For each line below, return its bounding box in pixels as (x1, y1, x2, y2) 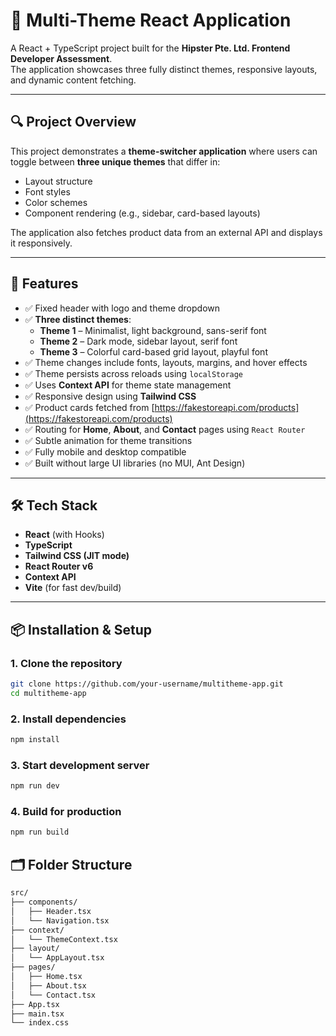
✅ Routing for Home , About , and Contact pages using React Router (24, 423, 306, 435)
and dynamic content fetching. (10, 74, 137, 86)
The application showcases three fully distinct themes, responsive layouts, (10, 63, 318, 75)
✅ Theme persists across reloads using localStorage (24, 367, 244, 379)
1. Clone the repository (10, 656, 123, 670)
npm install (10, 735, 60, 745)
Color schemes (24, 196, 88, 208)
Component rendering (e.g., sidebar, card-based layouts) (24, 207, 261, 219)
